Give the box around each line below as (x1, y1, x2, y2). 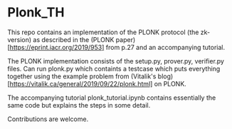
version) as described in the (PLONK (7, 35, 115, 43)
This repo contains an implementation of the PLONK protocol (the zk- (7, 28, 211, 36)
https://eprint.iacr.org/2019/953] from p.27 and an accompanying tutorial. (9, 43, 226, 51)
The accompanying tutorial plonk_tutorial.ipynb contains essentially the (7, 93, 216, 102)
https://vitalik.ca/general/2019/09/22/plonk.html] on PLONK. (9, 79, 186, 88)
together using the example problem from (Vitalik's (7, 72, 157, 81)
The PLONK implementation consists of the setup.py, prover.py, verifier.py (7, 56, 224, 65)
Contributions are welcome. (7, 115, 89, 123)
